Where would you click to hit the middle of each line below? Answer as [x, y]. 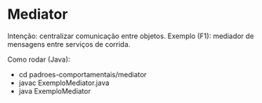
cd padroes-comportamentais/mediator [82, 74]
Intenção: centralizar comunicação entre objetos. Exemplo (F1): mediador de [131, 36]
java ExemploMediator [55, 91]
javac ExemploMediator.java [64, 83]
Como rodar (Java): [39, 59]
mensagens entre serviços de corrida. [69, 44]
